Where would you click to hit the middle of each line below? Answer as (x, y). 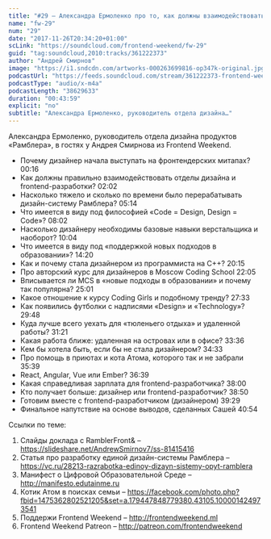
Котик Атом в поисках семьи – (73, 492)
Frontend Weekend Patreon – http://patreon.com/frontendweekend (131, 526)
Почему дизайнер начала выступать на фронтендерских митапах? (135, 161)
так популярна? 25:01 (57, 289)
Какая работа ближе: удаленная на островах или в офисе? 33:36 (132, 341)
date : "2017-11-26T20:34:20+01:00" (68, 38)
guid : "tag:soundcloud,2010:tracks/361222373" (88, 53)
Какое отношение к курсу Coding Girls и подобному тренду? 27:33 (135, 298)
